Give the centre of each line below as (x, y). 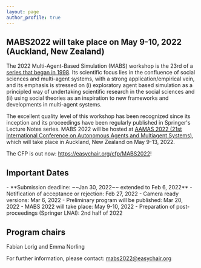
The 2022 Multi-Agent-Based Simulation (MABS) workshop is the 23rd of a (100, 66)
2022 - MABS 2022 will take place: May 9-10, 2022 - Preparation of (91, 207)
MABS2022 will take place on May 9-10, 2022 (94, 42)
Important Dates (38, 173)
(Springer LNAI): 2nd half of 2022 (81, 213)
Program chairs (36, 232)
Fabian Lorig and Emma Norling (45, 246)
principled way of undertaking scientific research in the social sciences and (100, 92)
